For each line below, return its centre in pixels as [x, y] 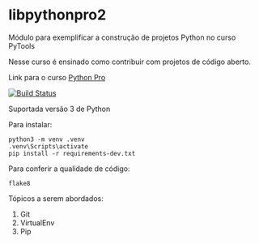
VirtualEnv [37, 223]
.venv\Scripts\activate [49, 146]
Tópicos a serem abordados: [56, 198]
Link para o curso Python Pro [57, 77]
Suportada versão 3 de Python [59, 109]
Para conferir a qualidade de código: [69, 169]
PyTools [21, 45]
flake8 [19, 183]
